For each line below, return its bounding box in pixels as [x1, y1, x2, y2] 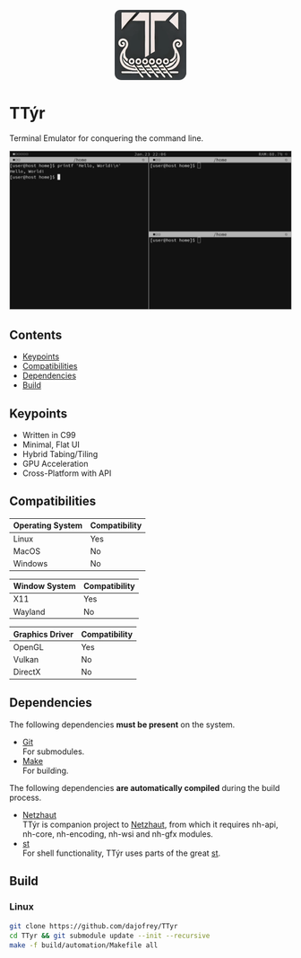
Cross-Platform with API [21, 468, 112, 479]
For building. [21, 765, 69, 776]
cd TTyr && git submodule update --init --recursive [9, 931, 211, 941]
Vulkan [13, 655, 39, 665]
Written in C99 [21, 430, 76, 441]
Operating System [13, 520, 83, 531]
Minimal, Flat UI [21, 439, 81, 450]
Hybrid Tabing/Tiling [21, 449, 99, 460]
